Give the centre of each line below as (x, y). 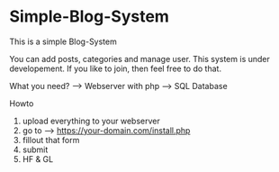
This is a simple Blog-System (63, 41)
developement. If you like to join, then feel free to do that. (116, 68)
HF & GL (38, 158)
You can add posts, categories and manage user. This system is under (139, 59)
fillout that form (51, 140)
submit (35, 149)
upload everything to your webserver (91, 121)
